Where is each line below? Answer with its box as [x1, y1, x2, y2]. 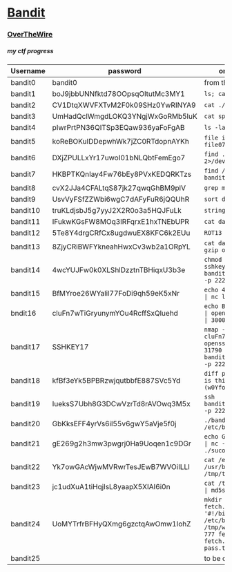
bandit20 [10, 419, 41, 429]
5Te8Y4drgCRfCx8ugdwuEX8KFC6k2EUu [52, 228, 191, 238]
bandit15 [10, 289, 41, 298]
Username [10, 66, 46, 76]
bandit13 [10, 242, 41, 251]
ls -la [204, 124, 226, 132]
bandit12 [10, 228, 41, 238]
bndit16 [10, 309, 37, 318]
